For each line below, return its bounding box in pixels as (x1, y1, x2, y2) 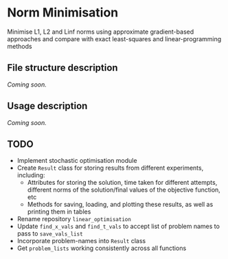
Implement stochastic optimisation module (16, 157, 137, 165)
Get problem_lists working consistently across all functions (16, 244, 187, 252)
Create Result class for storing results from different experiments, (16, 164, 204, 172)
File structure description (7, 62, 118, 74)
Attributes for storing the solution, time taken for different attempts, (27, 179, 218, 187)
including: (16, 171, 45, 179)
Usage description (7, 100, 88, 112)
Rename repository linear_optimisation (16, 215, 132, 223)
